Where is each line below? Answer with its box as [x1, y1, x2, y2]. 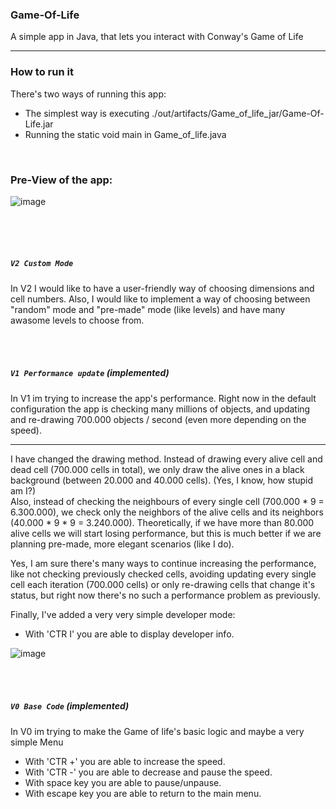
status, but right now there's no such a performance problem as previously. [10, 589, 321, 601]
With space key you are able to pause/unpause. [24, 776, 222, 788]
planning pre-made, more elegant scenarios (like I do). [10, 538, 235, 550]
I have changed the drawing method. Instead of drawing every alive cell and [10, 453, 323, 465]
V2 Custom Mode [10, 259, 74, 269]
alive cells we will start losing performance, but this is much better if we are [10, 527, 322, 539]
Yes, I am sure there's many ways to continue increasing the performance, [10, 557, 317, 569]
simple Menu [10, 736, 64, 748]
